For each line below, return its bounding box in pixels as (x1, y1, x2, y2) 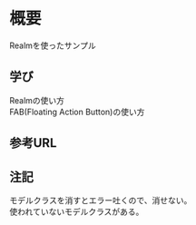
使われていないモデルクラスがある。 (9, 206, 144, 217)
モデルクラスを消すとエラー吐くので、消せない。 (9, 194, 192, 205)
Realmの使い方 (9, 94, 65, 105)
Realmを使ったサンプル (9, 40, 97, 51)
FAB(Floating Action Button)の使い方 (9, 106, 145, 117)
